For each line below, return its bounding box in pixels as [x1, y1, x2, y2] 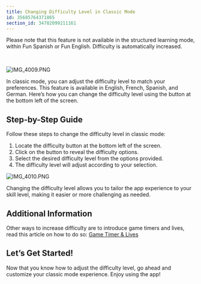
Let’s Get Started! [6, 248, 74, 259]
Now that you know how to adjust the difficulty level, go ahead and [6, 264, 172, 271]
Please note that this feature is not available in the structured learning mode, [6, 37, 195, 44]
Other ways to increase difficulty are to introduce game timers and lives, [6, 224, 185, 232]
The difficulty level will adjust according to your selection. [14, 161, 158, 168]
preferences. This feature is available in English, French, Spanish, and [6, 84, 178, 91]
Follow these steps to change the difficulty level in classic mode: [6, 131, 166, 138]
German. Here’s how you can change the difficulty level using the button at [6, 91, 191, 98]
